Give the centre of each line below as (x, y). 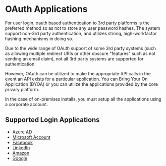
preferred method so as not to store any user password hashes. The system (83, 28)
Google (20, 158)
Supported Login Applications (53, 120)
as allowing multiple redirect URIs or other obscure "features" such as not (80, 54)
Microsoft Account (31, 137)
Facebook (23, 142)
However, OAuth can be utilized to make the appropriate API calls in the (78, 73)
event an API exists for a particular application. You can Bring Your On (76, 79)
